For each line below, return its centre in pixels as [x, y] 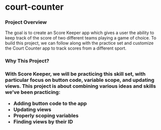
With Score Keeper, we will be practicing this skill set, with [75, 74]
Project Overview [26, 22]
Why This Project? [27, 61]
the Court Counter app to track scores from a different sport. [66, 48]
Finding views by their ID [43, 122]
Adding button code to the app [50, 103]
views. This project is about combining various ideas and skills [80, 86]
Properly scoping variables [46, 115]
